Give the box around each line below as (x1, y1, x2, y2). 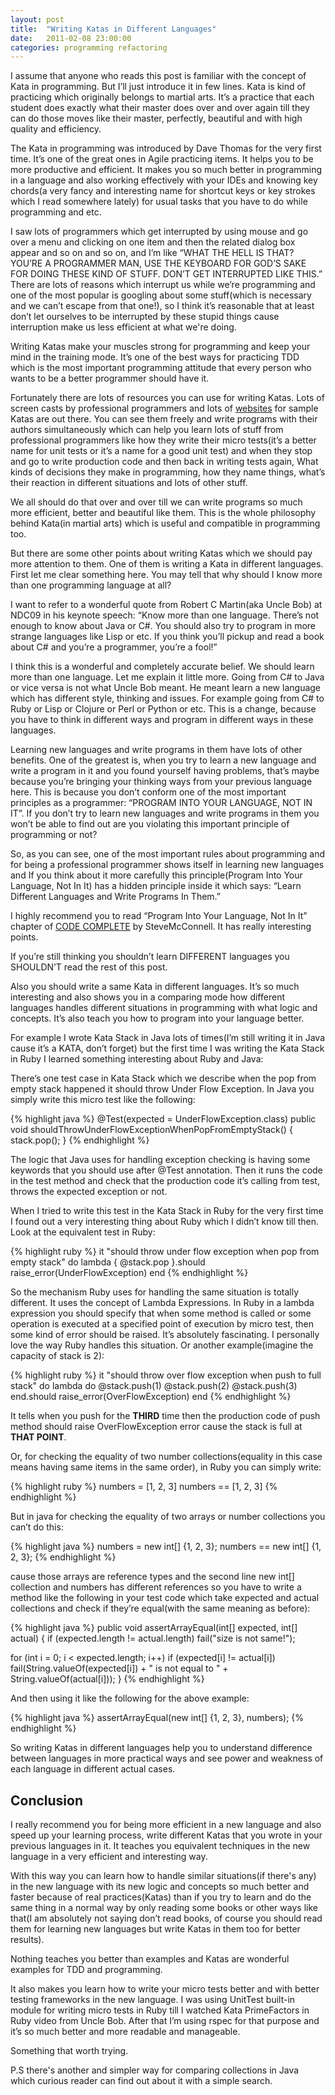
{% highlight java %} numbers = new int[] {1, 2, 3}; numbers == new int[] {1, (10, 1541, 322, 1553)
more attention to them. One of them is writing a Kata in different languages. (10, 558, 324, 570)
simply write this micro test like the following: (10, 1094, 196, 1106)
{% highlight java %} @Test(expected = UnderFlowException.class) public (10, 1113, 317, 1125)
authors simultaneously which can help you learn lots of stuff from (10, 424, 284, 436)
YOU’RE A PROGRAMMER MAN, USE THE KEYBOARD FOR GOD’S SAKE (10, 257, 307, 270)
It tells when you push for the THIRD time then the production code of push (10, 1410, 321, 1422)
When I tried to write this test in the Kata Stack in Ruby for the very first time (10, 1205, 324, 1217)
